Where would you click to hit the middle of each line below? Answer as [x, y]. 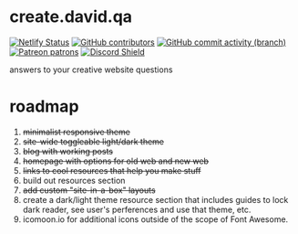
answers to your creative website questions [91, 69]
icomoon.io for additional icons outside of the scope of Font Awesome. [155, 219]
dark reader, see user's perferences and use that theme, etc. [137, 209]
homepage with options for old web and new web [116, 161]
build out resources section [74, 180]
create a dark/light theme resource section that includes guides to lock [155, 199]
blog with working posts [68, 151]
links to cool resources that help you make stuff [112, 170]
